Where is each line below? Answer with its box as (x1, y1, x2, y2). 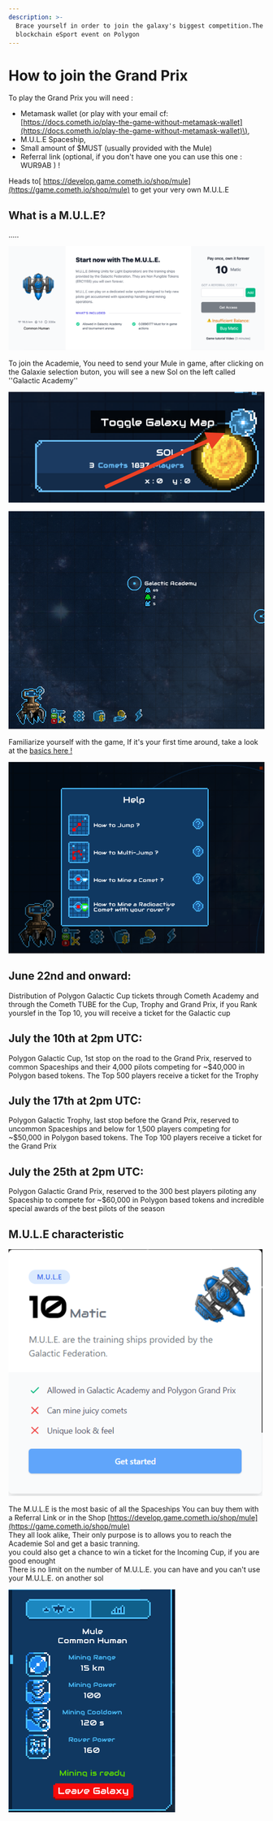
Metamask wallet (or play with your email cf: (19, 109, 169, 119)
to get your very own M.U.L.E (131, 185, 230, 195)
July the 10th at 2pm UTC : (8, 1032, 143, 1045)
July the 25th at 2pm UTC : (8, 1165, 144, 1179)
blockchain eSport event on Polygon (15, 30, 140, 38)
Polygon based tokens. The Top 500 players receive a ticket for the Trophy (8, 1071, 259, 1080)
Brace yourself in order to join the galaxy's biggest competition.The (15, 21, 264, 30)
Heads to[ (8, 176, 42, 186)
